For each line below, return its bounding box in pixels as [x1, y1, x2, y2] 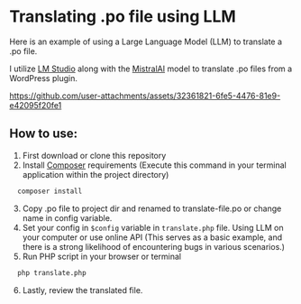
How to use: [9, 126, 78, 142]
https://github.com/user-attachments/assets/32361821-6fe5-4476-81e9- [9, 90, 281, 101]
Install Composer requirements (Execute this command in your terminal [22, 160, 287, 170]
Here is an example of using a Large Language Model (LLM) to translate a [9, 36, 282, 47]
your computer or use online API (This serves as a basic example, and [22, 232, 283, 243]
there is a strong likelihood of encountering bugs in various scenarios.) [22, 241, 286, 252]
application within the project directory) [22, 169, 169, 180]
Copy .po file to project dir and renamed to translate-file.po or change [22, 203, 282, 214]
